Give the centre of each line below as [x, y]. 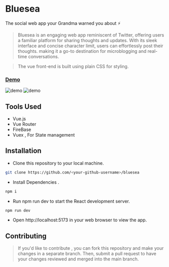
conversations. [44, 56]
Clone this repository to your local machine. [58, 163]
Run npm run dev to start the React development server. [71, 201]
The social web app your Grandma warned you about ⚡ [63, 23]
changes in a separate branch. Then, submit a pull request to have [87, 254]
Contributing [26, 236]
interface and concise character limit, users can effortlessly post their [90, 46]
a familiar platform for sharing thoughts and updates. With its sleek [87, 40]
